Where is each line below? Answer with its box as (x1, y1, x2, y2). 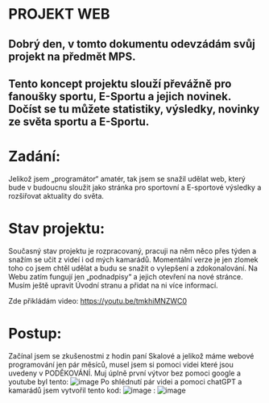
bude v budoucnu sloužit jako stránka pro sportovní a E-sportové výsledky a (8, 183, 262, 192)
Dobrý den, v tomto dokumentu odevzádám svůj (8, 37, 255, 51)
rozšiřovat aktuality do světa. (8, 191, 105, 200)
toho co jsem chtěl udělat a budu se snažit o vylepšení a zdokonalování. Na (8, 263, 258, 273)
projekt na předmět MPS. (8, 49, 136, 63)
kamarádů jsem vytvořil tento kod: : (8, 385, 155, 395)
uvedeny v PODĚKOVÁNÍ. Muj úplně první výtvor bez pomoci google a (8, 368, 242, 378)
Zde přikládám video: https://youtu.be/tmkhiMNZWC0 (8, 296, 188, 305)
